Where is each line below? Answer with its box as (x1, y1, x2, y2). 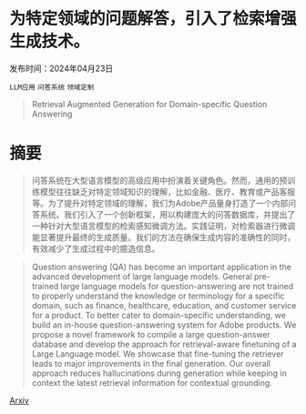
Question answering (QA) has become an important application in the (31, 261, 291, 272)
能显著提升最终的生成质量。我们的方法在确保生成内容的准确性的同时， (31, 231, 296, 242)
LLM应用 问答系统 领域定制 (9, 83, 95, 92)
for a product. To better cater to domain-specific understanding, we (31, 309, 287, 320)
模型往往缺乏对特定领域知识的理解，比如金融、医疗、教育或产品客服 (39, 186, 296, 197)
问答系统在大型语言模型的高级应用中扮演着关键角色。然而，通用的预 (31, 175, 288, 186)
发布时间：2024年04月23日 (9, 63, 114, 74)
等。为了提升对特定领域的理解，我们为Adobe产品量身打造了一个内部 (31, 197, 289, 208)
